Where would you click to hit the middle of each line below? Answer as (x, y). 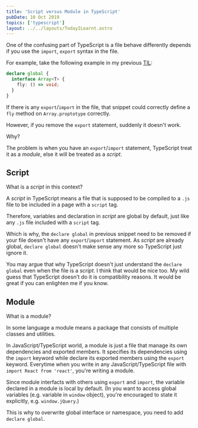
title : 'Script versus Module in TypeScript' (63, 12)
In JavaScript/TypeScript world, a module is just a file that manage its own (97, 346)
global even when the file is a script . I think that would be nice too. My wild (98, 271)
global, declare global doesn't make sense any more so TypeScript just (94, 247)
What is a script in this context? (44, 187)
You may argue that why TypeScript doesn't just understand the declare (94, 264)
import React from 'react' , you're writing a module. (71, 370)
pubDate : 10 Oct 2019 (33, 17)
